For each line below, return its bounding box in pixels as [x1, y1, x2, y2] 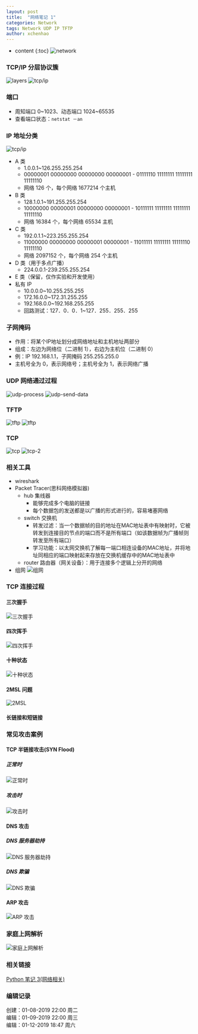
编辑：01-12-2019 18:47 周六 [6, 1021, 76, 1028]
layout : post [6, 8, 39, 15]
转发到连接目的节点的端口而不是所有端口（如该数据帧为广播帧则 [32, 529, 189, 536]
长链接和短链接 [6, 714, 43, 721]
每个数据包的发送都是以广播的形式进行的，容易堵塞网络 [32, 507, 168, 514]
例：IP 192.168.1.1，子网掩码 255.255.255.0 [14, 353, 119, 360]
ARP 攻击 [6, 899, 29, 906]
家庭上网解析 [6, 930, 43, 938]
